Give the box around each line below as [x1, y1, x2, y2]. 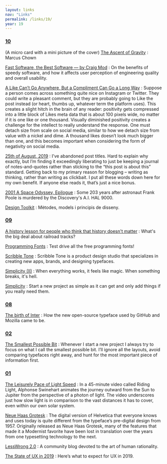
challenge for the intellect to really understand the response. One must [5, 122, 151, 128]
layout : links [5, 7, 35, 13]
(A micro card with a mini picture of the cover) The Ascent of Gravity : [5, 49, 149, 55]
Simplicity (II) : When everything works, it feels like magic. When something [5, 268, 161, 274]
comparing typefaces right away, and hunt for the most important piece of [5, 352, 158, 358]
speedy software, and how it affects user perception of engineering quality [5, 70, 159, 76]
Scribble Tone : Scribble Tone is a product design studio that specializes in [5, 253, 159, 259]
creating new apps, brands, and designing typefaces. [5, 258, 115, 264]
